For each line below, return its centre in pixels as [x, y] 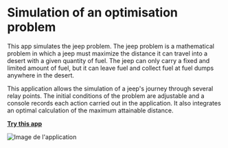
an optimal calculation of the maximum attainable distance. [90, 110]
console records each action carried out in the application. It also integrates [114, 103]
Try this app [25, 123]
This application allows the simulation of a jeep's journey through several [110, 88]
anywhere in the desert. [41, 75]
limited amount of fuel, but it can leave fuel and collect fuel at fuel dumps [111, 68]
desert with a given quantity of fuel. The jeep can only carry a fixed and [109, 60]
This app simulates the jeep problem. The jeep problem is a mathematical [111, 46]
